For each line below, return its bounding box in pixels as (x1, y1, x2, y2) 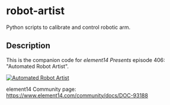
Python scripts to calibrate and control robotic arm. (6, 24, 131, 31)
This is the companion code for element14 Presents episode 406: (6, 56, 165, 63)
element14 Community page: (6, 86, 76, 93)
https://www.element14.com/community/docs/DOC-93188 (6, 91, 148, 99)
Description (6, 41, 50, 51)
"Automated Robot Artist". (6, 63, 69, 70)
